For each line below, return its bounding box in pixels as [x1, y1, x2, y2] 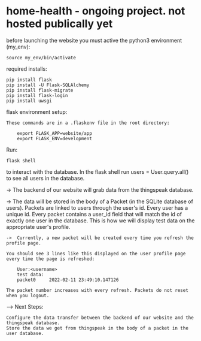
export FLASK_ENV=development [17, 135, 93, 141]
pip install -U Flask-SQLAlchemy [6, 82, 90, 88]
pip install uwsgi [6, 98, 52, 104]
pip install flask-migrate [6, 87, 74, 93]
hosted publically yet [6, 17, 113, 31]
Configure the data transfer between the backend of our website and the [6, 315, 194, 321]
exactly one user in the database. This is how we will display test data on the [6, 217, 195, 224]
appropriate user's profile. [6, 223, 71, 230]
